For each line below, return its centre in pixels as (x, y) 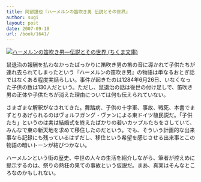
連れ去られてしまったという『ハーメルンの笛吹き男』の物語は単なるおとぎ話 (100, 72)
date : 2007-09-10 (28, 29)
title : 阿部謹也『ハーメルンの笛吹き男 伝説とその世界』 (68, 12)
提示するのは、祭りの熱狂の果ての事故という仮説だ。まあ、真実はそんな (95, 165)
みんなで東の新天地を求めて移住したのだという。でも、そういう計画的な (95, 130)
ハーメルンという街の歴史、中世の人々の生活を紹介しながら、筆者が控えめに (101, 158)
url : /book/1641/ (28, 34)
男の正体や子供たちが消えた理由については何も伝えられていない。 (88, 95)
